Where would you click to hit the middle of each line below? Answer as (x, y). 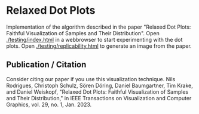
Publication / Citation (46, 65)
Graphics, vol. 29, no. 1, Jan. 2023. (49, 104)
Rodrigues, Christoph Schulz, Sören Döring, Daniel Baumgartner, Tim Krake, (99, 85)
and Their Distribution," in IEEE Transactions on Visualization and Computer (99, 98)
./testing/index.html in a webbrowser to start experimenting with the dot (94, 39)
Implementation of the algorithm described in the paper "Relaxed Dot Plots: (99, 27)
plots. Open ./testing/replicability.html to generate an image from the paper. (99, 46)
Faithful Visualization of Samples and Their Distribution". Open (83, 33)
